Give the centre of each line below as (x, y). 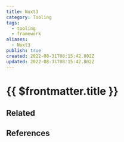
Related (21, 113)
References (28, 133)
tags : (13, 23)
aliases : (17, 39)
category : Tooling (29, 17)
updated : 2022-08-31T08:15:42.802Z (50, 61)
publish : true (24, 51)
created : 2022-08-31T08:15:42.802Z (50, 56)
